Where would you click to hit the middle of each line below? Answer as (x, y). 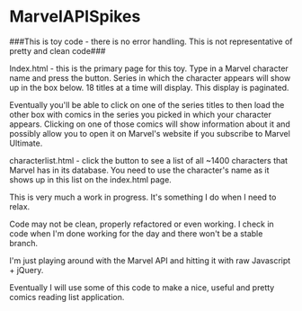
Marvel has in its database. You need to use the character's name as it (139, 170)
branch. (24, 243)
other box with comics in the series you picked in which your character (141, 114)
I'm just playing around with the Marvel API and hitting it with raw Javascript (150, 260)
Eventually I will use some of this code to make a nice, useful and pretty (142, 287)
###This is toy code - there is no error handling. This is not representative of (151, 41)
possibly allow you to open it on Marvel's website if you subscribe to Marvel (150, 133)
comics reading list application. (67, 297)
